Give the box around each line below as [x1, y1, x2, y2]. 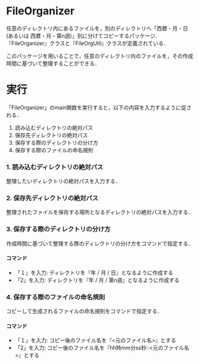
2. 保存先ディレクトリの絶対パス [6, 194, 99, 203]
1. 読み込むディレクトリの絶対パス [6, 163, 104, 171]
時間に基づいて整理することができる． [6, 60, 100, 67]
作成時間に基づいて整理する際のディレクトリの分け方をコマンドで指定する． [6, 240, 194, 247]
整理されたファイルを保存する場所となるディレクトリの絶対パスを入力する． [6, 209, 194, 216]
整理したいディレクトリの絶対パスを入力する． [6, 178, 121, 185]
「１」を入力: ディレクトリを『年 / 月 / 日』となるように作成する [14, 269, 174, 276]
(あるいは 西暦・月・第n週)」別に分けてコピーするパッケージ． [6, 32, 161, 39]
